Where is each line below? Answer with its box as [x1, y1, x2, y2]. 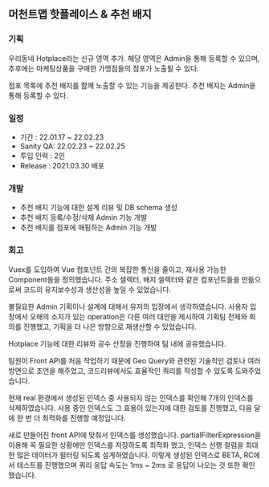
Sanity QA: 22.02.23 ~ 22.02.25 [19, 141, 126, 151]
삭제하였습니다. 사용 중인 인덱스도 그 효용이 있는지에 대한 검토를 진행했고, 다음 [8, 403, 253, 412]
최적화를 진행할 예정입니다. [42, 412, 126, 423]
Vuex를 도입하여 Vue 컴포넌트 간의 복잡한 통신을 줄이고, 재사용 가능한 [8, 264, 226, 274]
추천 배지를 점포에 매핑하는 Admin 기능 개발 [19, 223, 157, 233]
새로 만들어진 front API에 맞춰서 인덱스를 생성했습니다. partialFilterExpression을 [8, 430, 262, 440]
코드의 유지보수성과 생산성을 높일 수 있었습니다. [22, 284, 171, 294]
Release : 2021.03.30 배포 [19, 160, 105, 170]
